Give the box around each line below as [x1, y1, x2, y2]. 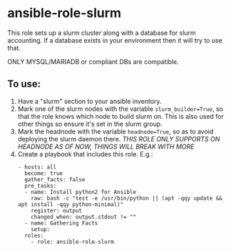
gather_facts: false [24, 176, 86, 183]
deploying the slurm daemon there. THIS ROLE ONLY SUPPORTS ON [17, 134, 220, 143]
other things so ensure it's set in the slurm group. [17, 119, 163, 128]
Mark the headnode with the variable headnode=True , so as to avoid [17, 127, 214, 136]
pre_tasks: [24, 182, 57, 189]
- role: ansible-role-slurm [31, 238, 114, 245]
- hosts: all [17, 164, 57, 171]
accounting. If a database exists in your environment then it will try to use [7, 36, 222, 44]
